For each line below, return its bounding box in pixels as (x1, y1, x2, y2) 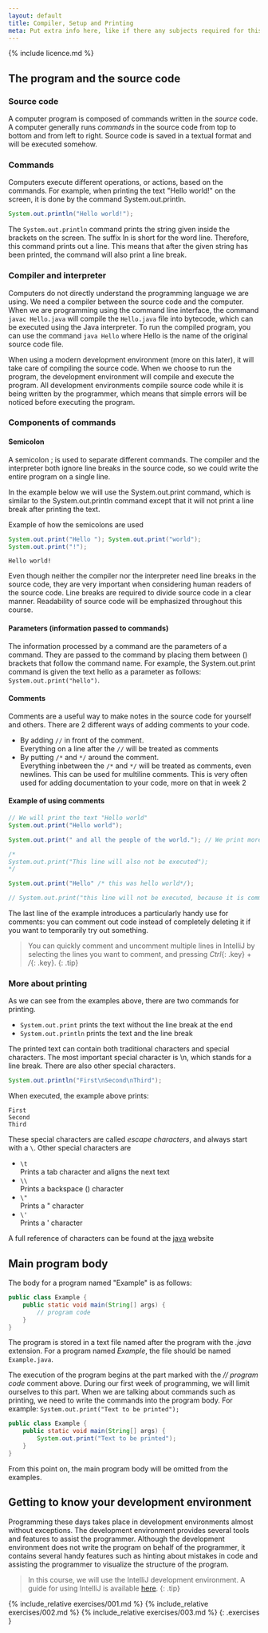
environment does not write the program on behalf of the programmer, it (8, 1542, 246, 1552)
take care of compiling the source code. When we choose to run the (8, 363, 232, 373)
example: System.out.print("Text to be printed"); (8, 1404, 179, 1414)
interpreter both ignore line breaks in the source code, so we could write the (8, 463, 259, 473)
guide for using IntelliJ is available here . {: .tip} (27, 1583, 181, 1593)
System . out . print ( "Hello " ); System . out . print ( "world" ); (8, 535, 202, 543)
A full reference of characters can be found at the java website (8, 1234, 214, 1243)
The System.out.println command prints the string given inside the (8, 225, 230, 234)
